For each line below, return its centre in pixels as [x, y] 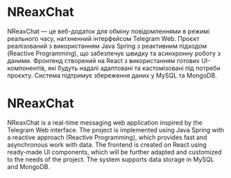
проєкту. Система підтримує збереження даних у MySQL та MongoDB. [112, 75]
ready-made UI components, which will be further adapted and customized [114, 152]
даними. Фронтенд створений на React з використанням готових [103, 60]
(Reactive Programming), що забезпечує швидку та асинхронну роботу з [114, 53]
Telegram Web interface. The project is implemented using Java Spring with [115, 130]
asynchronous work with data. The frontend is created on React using [107, 144]
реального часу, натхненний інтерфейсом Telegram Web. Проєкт [103, 38]
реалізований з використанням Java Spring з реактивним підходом [107, 46]
